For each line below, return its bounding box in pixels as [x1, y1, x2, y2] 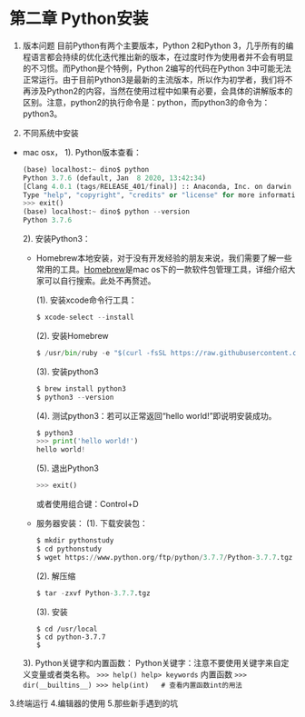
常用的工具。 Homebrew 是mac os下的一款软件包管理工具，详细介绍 [35, 264, 288, 275]
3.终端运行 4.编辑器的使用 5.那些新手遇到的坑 [9, 697, 179, 709]
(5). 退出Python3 [35, 463, 100, 473]
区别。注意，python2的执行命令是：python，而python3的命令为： [22, 96, 271, 107]
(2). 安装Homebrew [35, 330, 109, 341]
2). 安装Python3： [22, 234, 91, 244]
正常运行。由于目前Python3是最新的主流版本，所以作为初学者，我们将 [22, 74, 285, 85]
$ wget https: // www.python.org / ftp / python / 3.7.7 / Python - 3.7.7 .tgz [35, 553, 293, 562]
